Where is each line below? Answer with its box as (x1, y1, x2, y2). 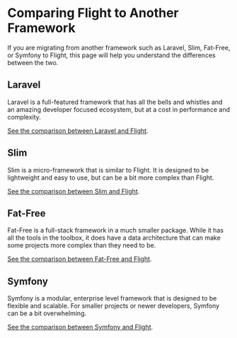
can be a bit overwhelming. (7, 309, 87, 317)
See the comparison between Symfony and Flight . (7, 323, 154, 332)
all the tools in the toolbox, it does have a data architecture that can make (7, 233, 221, 242)
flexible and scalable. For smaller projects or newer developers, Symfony (7, 302, 220, 310)
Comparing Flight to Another (7, 5, 179, 21)
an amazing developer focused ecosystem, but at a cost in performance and (7, 105, 230, 114)
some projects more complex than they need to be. (7, 241, 156, 250)
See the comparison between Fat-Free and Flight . (7, 255, 152, 263)
